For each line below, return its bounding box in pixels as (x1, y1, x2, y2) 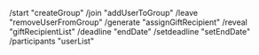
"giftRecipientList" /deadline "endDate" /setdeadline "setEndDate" (9, 27, 251, 36)
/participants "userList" (9, 35, 95, 46)
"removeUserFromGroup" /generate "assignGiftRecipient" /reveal (9, 17, 248, 27)
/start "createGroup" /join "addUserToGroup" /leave (9, 8, 198, 18)
